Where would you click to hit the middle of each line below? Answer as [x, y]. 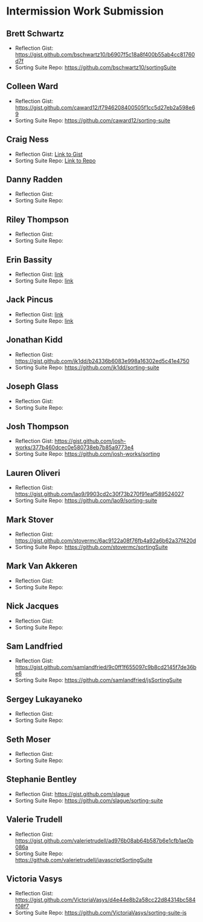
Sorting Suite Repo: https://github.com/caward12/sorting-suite [92, 120]
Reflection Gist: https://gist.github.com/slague [72, 794]
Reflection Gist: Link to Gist [49, 154]
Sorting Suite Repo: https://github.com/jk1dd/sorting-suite [87, 367]
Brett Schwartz [35, 34]
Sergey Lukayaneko [44, 699]
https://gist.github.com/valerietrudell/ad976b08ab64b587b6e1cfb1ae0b [104, 840]
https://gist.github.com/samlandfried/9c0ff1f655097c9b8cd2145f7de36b [106, 667]
